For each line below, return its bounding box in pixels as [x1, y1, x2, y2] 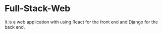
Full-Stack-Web [4, 3, 70, 14]
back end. [4, 24, 25, 30]
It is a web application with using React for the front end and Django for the [4, 19, 158, 25]
